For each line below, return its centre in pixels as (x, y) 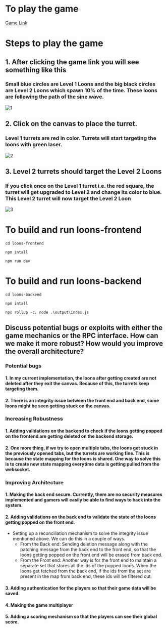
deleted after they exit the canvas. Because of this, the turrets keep (77, 383)
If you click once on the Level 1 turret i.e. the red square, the (80, 186)
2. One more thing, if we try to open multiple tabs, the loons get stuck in (82, 448)
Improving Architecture (35, 482)
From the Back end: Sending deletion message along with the (84, 544)
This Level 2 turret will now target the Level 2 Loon (68, 198)
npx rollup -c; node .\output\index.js (47, 312)
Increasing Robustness (34, 419)
